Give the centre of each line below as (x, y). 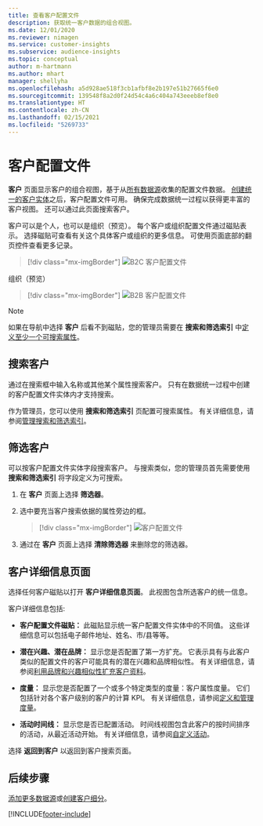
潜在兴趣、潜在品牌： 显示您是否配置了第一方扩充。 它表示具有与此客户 (135, 652)
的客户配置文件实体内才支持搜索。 (63, 394)
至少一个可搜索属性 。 (49, 337)
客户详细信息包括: (37, 609)
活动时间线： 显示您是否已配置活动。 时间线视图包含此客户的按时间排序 (135, 724)
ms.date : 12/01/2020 (42, 30)
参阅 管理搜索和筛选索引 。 (49, 420)
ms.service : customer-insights (59, 45)
